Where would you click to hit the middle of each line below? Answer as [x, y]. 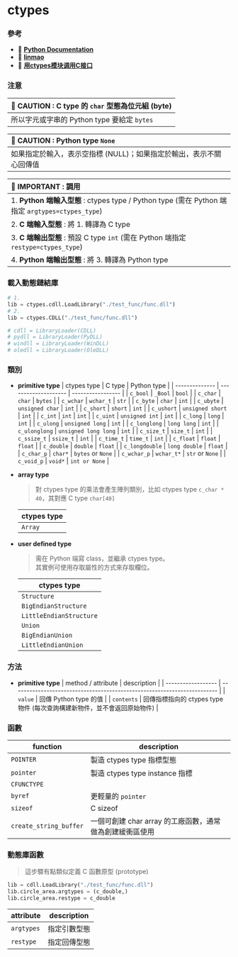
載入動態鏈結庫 [33, 282]
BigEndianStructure [54, 606]
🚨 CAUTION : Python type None [63, 140]
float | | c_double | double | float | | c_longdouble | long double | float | [123, 446]
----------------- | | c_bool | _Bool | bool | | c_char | [146, 393]
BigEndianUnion [47, 636]
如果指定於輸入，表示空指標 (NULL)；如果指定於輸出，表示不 [113, 153]
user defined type [45, 544]
